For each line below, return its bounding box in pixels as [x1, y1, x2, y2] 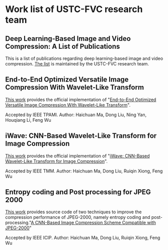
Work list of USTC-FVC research [5, 4, 143, 15]
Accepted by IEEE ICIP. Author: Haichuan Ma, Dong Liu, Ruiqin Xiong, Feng [5, 235, 160, 241]
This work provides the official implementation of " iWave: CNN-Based [5, 152, 150, 159]
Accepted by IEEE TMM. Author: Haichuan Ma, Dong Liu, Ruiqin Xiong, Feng [5, 168, 163, 174]
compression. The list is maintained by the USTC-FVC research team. [5, 61, 149, 66]
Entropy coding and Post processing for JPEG [5, 188, 151, 197]
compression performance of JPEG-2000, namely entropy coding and [5, 214, 150, 220]
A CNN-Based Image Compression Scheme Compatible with [31, 220, 156, 226]
